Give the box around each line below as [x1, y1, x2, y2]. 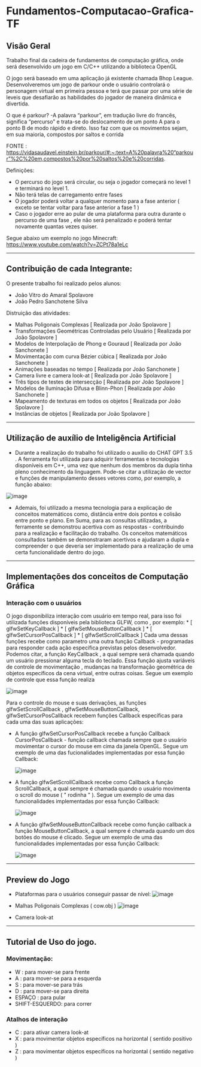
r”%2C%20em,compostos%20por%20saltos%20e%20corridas [6, 155, 165, 162]
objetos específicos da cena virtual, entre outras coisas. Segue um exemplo [6, 670, 193, 677]
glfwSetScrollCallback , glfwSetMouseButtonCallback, [6, 706, 140, 713]
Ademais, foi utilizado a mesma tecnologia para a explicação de [14, 504, 172, 511]
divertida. [6, 100, 30, 107]
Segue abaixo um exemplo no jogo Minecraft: [6, 235, 118, 241]
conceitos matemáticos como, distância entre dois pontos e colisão [14, 510, 181, 518]
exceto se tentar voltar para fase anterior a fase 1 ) [14, 204, 139, 211]
